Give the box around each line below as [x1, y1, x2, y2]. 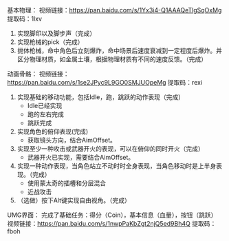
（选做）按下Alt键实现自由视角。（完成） [17, 196, 131, 205]
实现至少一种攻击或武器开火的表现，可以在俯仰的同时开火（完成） [17, 145, 204, 153]
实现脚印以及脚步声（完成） [17, 30, 96, 37]
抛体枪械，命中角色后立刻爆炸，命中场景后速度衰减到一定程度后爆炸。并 [17, 47, 222, 54]
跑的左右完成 [27, 110, 64, 118]
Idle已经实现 [27, 102, 63, 109]
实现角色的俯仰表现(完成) [17, 127, 89, 136]
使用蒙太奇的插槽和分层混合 [27, 179, 107, 187]
